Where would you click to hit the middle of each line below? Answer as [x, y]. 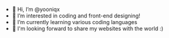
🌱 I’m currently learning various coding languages [74, 22]
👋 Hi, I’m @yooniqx [36, 9]
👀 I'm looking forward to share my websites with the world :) [88, 28]
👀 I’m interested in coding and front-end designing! [76, 16]
